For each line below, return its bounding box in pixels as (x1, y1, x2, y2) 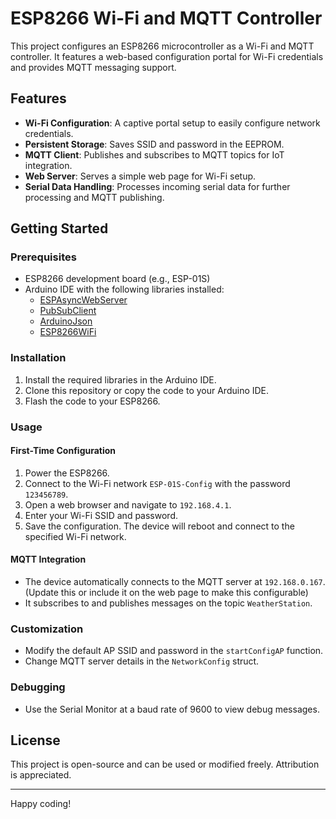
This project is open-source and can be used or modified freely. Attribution (10, 758, 320, 771)
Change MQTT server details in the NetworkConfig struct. (24, 655, 260, 667)
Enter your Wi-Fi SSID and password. (24, 509, 178, 521)
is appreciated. (10, 769, 72, 781)
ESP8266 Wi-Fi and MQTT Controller (10, 7, 323, 30)
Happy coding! (10, 798, 72, 810)
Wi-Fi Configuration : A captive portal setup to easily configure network (24, 117, 321, 129)
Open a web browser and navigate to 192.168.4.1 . (24, 498, 232, 511)
